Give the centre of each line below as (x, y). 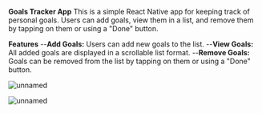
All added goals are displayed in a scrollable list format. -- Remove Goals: (129, 52)
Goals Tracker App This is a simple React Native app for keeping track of (129, 12)
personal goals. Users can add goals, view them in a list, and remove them (131, 20)
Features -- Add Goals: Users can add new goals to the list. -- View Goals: (131, 44)
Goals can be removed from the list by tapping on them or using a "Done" (129, 61)
